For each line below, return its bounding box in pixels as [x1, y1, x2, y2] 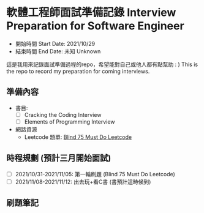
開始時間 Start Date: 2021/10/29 [15, 40, 96, 47]
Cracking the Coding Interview [24, 111, 102, 118]
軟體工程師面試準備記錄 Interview [6, 6, 176, 20]
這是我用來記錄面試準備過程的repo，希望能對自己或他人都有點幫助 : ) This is [6, 61, 198, 68]
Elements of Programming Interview [24, 118, 115, 125]
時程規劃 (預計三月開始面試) [6, 153, 111, 163]
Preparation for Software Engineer [6, 19, 185, 33]
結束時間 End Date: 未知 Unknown [15, 47, 101, 55]
